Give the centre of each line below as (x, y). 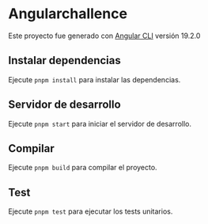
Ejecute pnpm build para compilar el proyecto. (83, 168)
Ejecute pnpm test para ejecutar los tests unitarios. (91, 211)
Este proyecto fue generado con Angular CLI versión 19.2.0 (104, 36)
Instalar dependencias (64, 61)
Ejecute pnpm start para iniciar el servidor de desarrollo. (100, 123)
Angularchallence (68, 14)
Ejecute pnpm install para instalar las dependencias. (95, 79)
